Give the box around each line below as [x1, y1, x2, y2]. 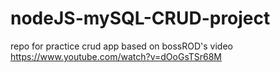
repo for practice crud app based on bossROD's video [10, 40, 233, 52]
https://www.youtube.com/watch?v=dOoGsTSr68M [10, 50, 223, 62]
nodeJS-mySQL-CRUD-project [10, 7, 271, 30]
